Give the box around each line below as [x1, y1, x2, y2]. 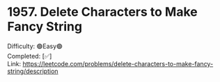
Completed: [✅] [7, 52, 52, 60]
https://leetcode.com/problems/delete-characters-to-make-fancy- [22, 59, 214, 68]
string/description [7, 67, 58, 75]
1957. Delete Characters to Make [7, 4, 198, 20]
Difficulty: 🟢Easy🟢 [7, 42, 63, 50]
